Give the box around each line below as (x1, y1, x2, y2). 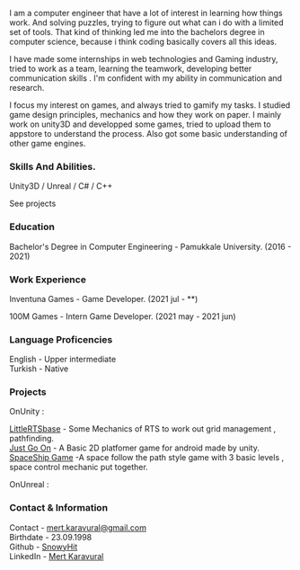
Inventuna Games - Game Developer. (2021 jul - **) (9, 293, 199, 304)
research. (9, 83, 45, 93)
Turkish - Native (9, 363, 69, 374)
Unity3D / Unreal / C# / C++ (9, 181, 113, 191)
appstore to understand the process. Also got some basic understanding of (9, 129, 288, 138)
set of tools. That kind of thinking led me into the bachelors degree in (9, 27, 265, 37)
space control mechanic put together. (9, 462, 148, 473)
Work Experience (9, 273, 87, 286)
